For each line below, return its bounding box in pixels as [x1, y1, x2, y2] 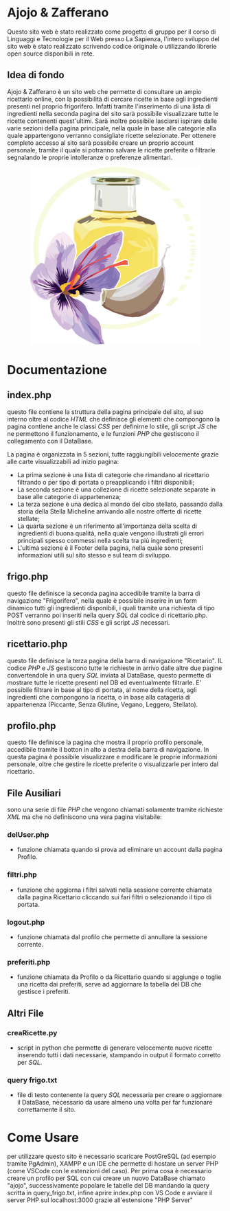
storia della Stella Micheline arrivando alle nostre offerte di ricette [16, 507, 203, 516]
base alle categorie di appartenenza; [16, 492, 122, 500]
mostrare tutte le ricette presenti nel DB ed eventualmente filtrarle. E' [7, 678, 202, 687]
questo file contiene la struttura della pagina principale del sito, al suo [7, 407, 204, 416]
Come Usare [7, 1129, 79, 1145]
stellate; [16, 514, 40, 522]
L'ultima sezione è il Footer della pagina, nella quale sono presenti [16, 544, 204, 552]
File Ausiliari [7, 787, 62, 799]
